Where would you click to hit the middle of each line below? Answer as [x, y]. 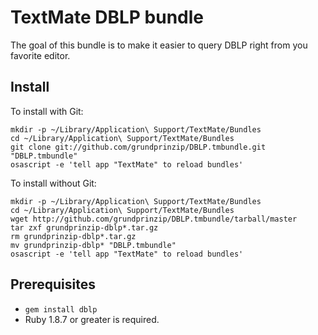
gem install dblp [61, 309]
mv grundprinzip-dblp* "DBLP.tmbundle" [93, 245]
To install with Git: [47, 111]
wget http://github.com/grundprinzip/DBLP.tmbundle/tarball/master [154, 219]
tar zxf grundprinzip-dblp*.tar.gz [84, 227]
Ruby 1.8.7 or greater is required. [92, 319]
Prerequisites [53, 284]
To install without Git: [53, 183]
